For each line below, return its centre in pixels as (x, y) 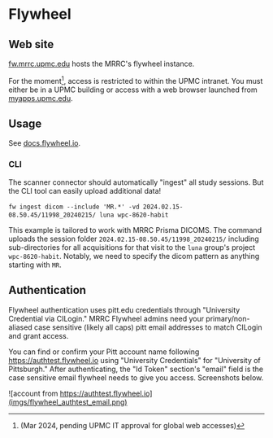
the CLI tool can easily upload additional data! (85, 191)
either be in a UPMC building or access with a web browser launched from (133, 90)
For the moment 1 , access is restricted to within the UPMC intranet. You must (136, 80)
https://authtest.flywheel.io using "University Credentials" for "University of (135, 360)
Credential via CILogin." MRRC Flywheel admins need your (106, 318)
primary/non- (228, 318)
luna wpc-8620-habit (134, 215)
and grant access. (39, 335)
